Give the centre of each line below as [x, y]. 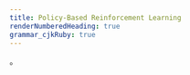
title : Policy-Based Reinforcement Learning [95, 18]
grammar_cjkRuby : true [53, 34]
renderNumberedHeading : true [65, 26]
